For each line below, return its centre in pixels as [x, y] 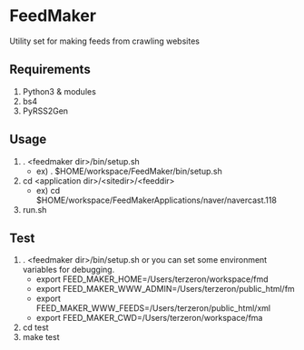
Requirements [50, 70]
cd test [35, 327]
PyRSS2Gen [45, 111]
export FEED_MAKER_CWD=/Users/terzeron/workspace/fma [149, 318]
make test [41, 337]
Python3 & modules [59, 91]
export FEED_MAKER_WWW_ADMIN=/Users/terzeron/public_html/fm [165, 289]
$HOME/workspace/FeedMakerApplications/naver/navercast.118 [156, 200]
